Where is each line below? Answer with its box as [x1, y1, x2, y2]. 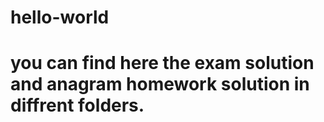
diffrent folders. [10, 94, 145, 117]
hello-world [10, 6, 110, 29]
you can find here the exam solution [10, 52, 315, 75]
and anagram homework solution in [10, 73, 310, 96]
